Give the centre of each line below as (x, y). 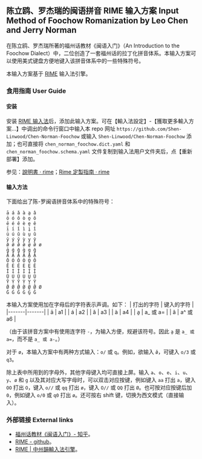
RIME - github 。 (35, 442)
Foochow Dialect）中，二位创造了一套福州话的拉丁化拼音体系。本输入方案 (99, 53)
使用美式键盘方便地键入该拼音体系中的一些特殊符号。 (77, 61)
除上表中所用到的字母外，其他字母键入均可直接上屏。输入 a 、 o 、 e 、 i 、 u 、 (99, 372)
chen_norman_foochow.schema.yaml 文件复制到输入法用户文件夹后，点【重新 (99, 151)
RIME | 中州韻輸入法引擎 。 (48, 449)
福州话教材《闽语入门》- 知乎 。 (54, 434)
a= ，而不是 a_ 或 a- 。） (35, 339)
